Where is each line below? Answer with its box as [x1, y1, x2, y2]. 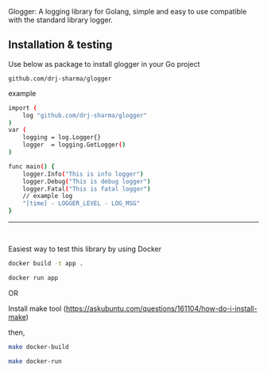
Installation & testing [8, 38, 113, 52]
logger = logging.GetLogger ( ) [22, 141, 126, 149]
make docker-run [8, 357, 62, 365]
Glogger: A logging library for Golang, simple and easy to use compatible [8, 7, 247, 16]
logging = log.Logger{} [22, 134, 102, 141]
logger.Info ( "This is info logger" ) [22, 170, 145, 178]
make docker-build [8, 343, 69, 351]
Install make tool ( [8, 304, 66, 313]
